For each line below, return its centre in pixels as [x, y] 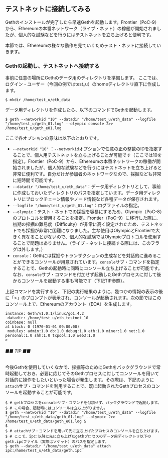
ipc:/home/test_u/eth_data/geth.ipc [43, 451]
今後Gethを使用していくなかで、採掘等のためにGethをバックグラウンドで [81, 367]
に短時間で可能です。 [34, 180]
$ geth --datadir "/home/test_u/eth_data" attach [58, 446]
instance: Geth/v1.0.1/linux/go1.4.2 [45, 314]
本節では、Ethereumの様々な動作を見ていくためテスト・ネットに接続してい [83, 45]
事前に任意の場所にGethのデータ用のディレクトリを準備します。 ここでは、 [83, 78]
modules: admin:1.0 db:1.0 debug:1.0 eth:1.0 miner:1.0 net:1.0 [76, 331]
